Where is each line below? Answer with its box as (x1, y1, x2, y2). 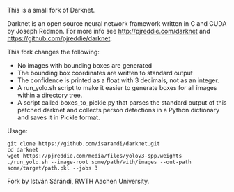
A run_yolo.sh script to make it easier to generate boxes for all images (17, 84, 217, 91)
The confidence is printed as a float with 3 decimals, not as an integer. (17, 76, 219, 84)
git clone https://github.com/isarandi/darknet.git (7, 140, 160, 147)
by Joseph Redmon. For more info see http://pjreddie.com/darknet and (7, 27, 210, 35)
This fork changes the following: (7, 48, 100, 56)
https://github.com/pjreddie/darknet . (7, 34, 113, 43)
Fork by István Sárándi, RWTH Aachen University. (7, 177, 150, 185)
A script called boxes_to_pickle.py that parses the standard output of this (17, 98, 227, 107)
